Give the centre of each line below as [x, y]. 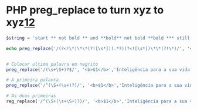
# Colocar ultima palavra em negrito [52, 64]
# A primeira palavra [33, 80]
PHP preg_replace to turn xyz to [85, 10]
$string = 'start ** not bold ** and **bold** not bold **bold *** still [98, 38]
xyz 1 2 [21, 22]
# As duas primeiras [31, 96]
